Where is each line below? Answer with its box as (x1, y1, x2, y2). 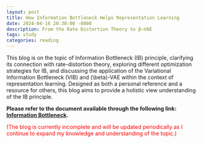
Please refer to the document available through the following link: (6, 105, 177, 112)
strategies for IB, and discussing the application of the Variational (6, 67, 171, 74)
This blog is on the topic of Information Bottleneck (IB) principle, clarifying (6, 54, 193, 61)
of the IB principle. (6, 93, 53, 100)
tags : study (6, 32, 37, 38)
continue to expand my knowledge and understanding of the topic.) (6, 130, 177, 137)
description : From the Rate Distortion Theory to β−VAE (6, 26, 152, 32)
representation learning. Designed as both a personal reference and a (6, 80, 183, 87)
